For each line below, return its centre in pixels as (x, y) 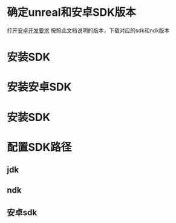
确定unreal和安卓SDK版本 (72, 12)
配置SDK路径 (39, 147)
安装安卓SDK (39, 87)
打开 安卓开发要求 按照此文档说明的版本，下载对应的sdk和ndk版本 (88, 30)
